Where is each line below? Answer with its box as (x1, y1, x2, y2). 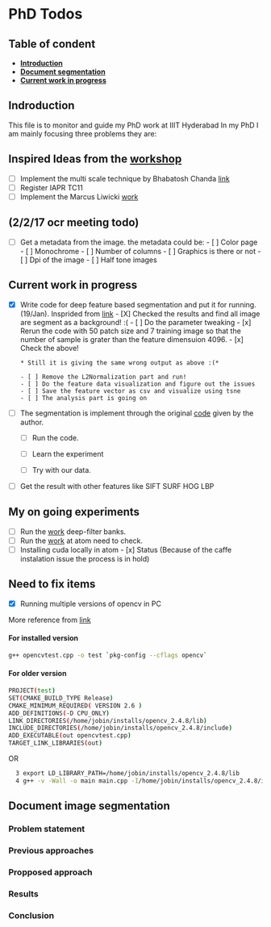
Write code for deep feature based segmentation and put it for (19, 299, 227, 309)
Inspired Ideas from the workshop (8, 152, 182, 166)
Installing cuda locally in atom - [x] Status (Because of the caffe (19, 545, 232, 554)
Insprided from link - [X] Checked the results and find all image (51, 308, 261, 319)
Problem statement (8, 824, 85, 835)
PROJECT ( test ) (8, 687, 56, 695)
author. (19, 417, 44, 427)
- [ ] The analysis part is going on (19, 394, 148, 402)
